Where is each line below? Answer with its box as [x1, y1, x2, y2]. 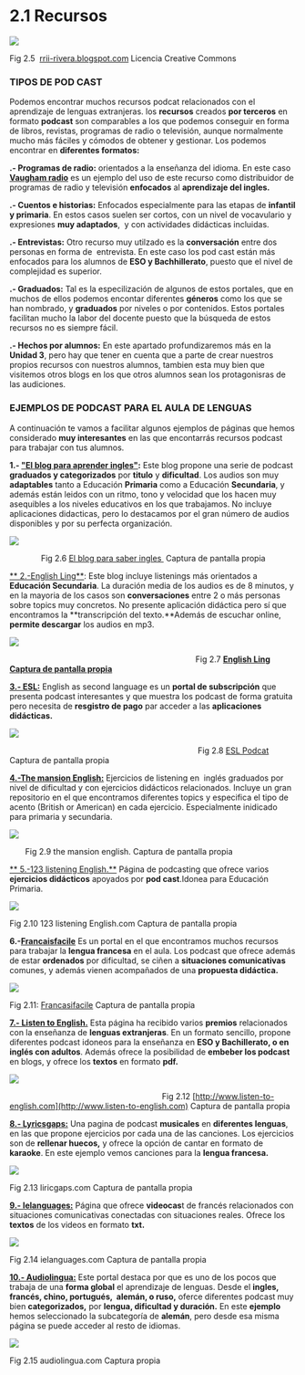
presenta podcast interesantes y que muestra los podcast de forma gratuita [9, 690, 293, 701]
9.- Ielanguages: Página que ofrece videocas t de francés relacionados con [9, 1200, 294, 1211]
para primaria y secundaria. [9, 811, 113, 822]
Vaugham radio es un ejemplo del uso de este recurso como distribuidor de [9, 173, 294, 184]
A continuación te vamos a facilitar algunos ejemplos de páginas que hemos [9, 422, 296, 434]
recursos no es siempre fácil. [9, 322, 118, 333]
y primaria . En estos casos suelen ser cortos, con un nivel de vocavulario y [9, 209, 292, 220]
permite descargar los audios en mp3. [9, 618, 155, 630]
